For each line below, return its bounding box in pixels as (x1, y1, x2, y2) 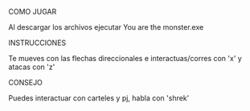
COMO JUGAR (8, 7, 57, 16)
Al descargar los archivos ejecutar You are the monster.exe (8, 23, 204, 31)
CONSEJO (8, 78, 43, 87)
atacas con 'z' (8, 62, 55, 72)
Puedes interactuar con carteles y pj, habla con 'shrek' (8, 93, 190, 103)
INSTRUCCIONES (8, 38, 67, 47)
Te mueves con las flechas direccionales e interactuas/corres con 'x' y (8, 54, 243, 63)
